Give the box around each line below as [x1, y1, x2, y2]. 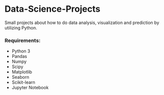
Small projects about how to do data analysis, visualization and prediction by [4, 20, 160, 25]
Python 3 [11, 48, 30, 54]
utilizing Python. [4, 24, 37, 30]
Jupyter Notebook [11, 85, 49, 91]
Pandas [11, 53, 27, 59]
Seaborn [11, 74, 29, 80]
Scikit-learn [11, 79, 35, 85]
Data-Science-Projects [4, 3, 101, 15]
